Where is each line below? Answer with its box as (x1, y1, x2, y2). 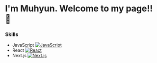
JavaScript (12, 42, 34, 48)
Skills (5, 31, 19, 38)
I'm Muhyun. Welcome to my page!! (5, 3, 153, 14)
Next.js (12, 53, 27, 59)
